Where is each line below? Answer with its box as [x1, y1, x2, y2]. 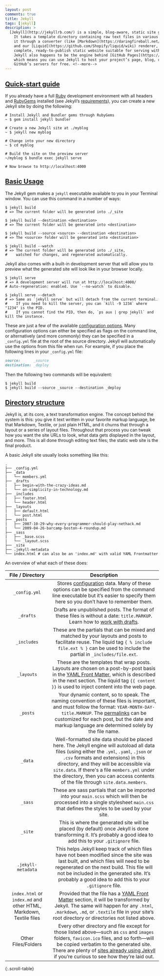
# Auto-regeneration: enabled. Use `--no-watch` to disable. [5, 284, 132, 289]
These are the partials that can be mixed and [53, 627, 155, 633]
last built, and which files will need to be [58, 858, 150, 864]
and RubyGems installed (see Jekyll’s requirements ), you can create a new [5, 98, 155, 104]
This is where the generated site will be [59, 819, 149, 826]
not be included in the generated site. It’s [57, 870, 151, 877]
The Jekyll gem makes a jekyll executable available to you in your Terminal [5, 190, 158, 196]
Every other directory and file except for [58, 923, 150, 930]
